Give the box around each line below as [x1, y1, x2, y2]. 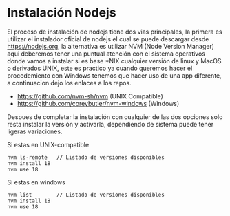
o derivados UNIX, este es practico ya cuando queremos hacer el [7, 64, 193, 72]
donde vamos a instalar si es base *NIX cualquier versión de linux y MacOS [7, 56, 222, 65]
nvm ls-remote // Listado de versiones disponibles [7, 153, 165, 161]
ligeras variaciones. [7, 127, 63, 136]
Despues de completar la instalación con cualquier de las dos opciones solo [7, 112, 223, 121]
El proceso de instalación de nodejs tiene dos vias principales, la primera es [7, 28, 222, 36]
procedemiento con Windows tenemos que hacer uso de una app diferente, [7, 71, 222, 80]
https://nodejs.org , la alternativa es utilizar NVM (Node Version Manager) [7, 42, 215, 50]
